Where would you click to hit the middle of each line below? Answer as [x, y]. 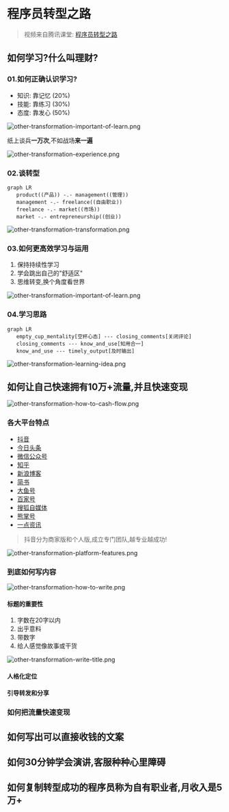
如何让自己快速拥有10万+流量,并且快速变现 [97, 386]
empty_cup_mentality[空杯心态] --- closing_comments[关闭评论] [104, 336]
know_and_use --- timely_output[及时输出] [76, 351]
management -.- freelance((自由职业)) [69, 202]
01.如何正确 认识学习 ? [42, 79]
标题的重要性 [25, 604]
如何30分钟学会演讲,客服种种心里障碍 [86, 762]
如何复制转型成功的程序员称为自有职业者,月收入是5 [115, 788]
